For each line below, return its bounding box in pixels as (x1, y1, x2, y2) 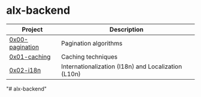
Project (22, 25, 43, 34)
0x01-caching (9, 52, 51, 60)
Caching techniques (61, 52, 118, 60)
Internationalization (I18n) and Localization (61, 62, 182, 71)
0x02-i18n (9, 66, 41, 74)
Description (109, 25, 144, 34)
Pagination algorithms (61, 39, 123, 47)
